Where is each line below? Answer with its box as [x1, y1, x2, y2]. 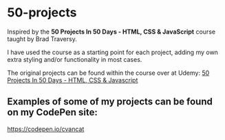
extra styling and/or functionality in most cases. [7, 55, 142, 63]
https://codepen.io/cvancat [7, 125, 85, 133]
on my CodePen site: [7, 106, 98, 118]
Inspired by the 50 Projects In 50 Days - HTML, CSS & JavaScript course [7, 27, 215, 36]
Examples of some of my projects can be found [7, 96, 213, 108]
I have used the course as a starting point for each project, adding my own [7, 48, 219, 56]
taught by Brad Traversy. [7, 34, 77, 43]
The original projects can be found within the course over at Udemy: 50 [7, 69, 210, 77]
